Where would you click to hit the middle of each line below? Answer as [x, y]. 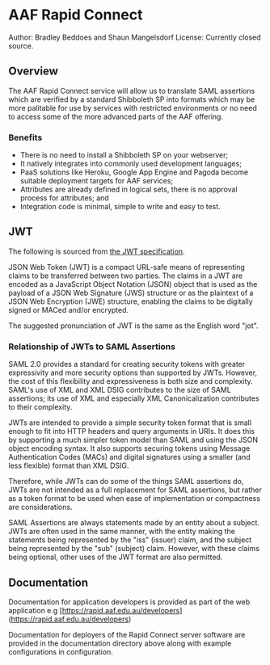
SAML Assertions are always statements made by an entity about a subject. [134, 523]
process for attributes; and [64, 198]
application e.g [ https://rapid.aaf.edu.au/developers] [95, 610]
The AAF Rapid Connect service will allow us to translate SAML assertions [132, 90]
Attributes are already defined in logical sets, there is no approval [129, 189]
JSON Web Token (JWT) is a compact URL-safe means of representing [127, 267]
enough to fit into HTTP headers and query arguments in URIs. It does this [132, 431]
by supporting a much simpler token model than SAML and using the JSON [133, 440]
